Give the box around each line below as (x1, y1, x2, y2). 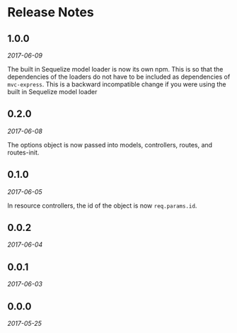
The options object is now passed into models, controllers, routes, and (7, 140, 213, 149)
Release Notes (7, 4, 94, 21)
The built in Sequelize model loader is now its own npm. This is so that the (7, 65, 224, 73)
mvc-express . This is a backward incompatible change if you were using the (7, 80, 226, 89)
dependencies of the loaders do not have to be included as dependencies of (7, 72, 231, 81)
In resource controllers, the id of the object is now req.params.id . (7, 201, 197, 210)
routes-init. (7, 148, 40, 157)
